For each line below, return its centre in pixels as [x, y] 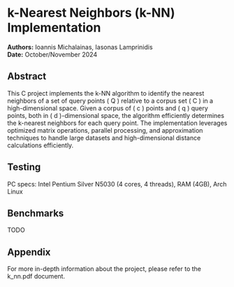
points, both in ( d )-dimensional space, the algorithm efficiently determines [116, 115]
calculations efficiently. [41, 145]
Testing [24, 167]
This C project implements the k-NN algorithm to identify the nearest [106, 93]
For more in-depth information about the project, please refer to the [104, 269]
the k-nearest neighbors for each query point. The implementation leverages [117, 123]
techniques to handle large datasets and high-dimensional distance [104, 138]
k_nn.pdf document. [36, 277]
